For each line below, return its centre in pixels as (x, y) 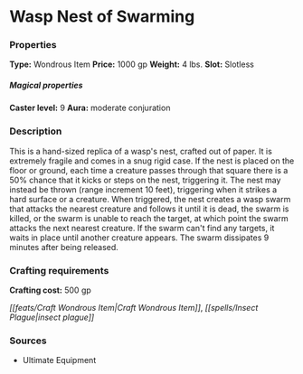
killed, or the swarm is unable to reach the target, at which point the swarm (149, 218)
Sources (28, 341)
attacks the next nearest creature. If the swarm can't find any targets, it (142, 228)
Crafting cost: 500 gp (51, 290)
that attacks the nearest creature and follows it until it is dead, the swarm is (149, 209)
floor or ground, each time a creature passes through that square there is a (149, 170)
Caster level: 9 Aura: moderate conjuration (90, 108)
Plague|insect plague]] (52, 317)
